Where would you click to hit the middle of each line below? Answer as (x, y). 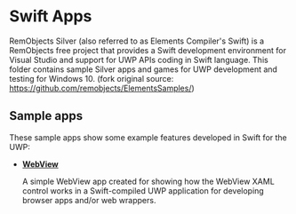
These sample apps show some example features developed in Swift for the (148, 137)
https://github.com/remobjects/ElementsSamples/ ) (102, 88)
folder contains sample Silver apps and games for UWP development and (144, 69)
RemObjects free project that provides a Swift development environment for (148, 50)
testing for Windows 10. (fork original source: (92, 78)
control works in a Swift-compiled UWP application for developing (143, 190)
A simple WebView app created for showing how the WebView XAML (148, 181)
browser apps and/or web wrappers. (89, 200)
